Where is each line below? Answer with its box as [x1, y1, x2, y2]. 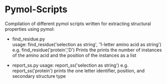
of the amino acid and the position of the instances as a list [12, 52, 136, 58]
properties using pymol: [5, 26, 55, 32]
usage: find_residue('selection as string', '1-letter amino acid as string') [12, 41, 162, 47]
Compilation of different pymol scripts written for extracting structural [5, 20, 151, 27]
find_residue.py [12, 36, 45, 42]
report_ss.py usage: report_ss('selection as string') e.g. [12, 62, 129, 68]
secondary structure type [12, 73, 66, 79]
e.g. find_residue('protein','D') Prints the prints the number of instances [12, 47, 162, 53]
